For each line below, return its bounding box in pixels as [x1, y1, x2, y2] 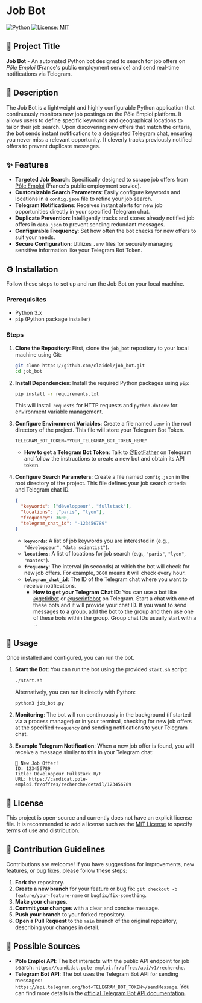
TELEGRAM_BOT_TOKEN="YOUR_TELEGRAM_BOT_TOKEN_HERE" [14, 438, 148, 444]
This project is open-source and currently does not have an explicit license [6, 814, 192, 821]
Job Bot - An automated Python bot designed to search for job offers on [6, 57, 186, 64]
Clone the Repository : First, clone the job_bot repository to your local [14, 344, 189, 352]
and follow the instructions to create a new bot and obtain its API [24, 455, 185, 462]
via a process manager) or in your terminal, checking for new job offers [14, 718, 192, 725]
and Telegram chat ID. [14, 486, 70, 493]
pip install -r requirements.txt [14, 391, 99, 397]
